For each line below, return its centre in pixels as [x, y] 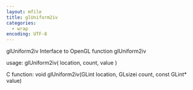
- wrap [20, 28]
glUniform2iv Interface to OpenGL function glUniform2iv [76, 51]
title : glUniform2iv [32, 17]
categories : [21, 23]
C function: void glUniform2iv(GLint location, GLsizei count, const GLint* [97, 74]
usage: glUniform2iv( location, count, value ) [62, 63]
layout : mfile [24, 12]
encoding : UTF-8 [27, 34]
